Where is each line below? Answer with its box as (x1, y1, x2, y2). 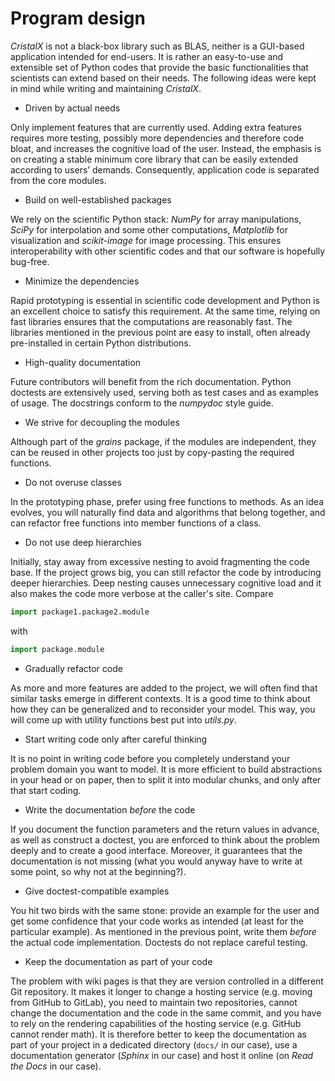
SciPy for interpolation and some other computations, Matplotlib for (10, 223, 289, 236)
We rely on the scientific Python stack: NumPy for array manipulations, (10, 213, 302, 225)
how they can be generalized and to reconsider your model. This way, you (10, 703, 316, 715)
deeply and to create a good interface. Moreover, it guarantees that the (10, 844, 303, 856)
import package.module (10, 644, 105, 654)
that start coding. (10, 784, 82, 796)
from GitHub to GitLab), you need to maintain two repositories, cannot (10, 996, 298, 1008)
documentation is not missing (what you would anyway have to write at (10, 855, 303, 867)
